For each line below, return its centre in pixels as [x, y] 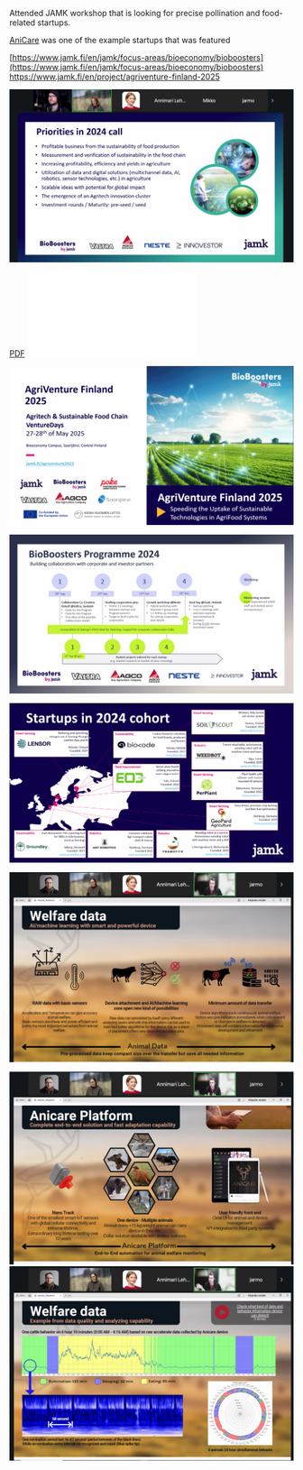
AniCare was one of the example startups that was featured [120, 40]
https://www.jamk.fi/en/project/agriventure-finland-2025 [115, 77]
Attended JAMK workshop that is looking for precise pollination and [135, 13]
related [23, 23]
